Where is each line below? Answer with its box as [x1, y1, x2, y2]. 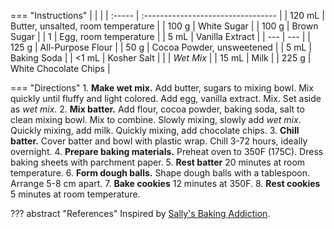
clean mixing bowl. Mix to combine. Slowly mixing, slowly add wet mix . [10, 114, 302, 125]
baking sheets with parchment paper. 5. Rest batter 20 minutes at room [10, 156, 306, 168]
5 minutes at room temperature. [10, 188, 141, 200]
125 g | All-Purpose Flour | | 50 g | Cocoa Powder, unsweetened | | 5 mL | [10, 41, 313, 53]
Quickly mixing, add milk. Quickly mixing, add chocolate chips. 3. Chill [10, 125, 300, 136]
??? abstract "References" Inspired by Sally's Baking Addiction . [10, 208, 271, 219]
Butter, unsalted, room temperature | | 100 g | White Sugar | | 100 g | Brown [10, 20, 319, 32]
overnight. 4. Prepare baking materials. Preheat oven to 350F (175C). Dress [10, 146, 324, 157]
